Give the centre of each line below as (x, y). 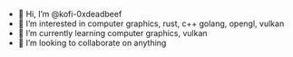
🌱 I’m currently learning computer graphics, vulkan (112, 33)
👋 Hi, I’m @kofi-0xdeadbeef (70, 14)
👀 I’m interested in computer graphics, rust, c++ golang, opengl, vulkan (151, 24)
